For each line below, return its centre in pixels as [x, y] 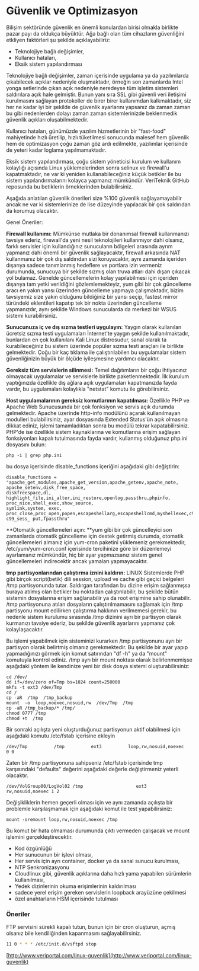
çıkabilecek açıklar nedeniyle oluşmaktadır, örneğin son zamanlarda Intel [95, 82]
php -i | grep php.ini [34, 455]
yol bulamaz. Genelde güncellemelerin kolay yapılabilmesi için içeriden [92, 277]
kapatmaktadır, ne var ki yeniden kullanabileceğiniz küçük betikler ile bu [94, 174]
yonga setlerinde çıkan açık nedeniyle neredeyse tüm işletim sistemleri [92, 88]
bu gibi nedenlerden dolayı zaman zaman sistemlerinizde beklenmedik [92, 113]
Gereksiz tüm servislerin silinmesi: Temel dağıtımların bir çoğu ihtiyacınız [97, 370]
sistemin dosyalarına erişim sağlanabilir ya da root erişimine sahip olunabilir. [99, 598]
